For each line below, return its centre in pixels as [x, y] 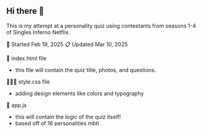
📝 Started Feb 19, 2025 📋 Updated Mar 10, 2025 [67, 44]
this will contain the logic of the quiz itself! [68, 117]
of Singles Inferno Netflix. [38, 32]
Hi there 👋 [25, 11]
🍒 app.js [16, 105]
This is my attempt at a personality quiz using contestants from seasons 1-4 [101, 25]
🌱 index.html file [26, 58]
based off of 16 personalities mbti [57, 123]
